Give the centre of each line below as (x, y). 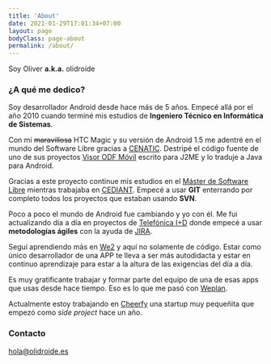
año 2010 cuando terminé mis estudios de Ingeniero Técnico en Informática (136, 116)
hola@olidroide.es (38, 351)
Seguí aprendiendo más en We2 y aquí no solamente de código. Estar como (135, 247)
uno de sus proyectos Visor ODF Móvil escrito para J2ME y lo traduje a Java (135, 157)
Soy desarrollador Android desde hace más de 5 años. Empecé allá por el (131, 107)
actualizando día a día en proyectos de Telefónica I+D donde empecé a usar (135, 223)
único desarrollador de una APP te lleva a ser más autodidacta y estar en (129, 256)
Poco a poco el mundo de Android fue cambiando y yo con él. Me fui (123, 214)
